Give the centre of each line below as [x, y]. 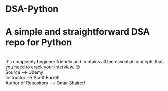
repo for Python [39, 42]
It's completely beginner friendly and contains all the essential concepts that [84, 62]
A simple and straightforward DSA [78, 32]
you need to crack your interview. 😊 [43, 67]
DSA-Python [32, 9]
